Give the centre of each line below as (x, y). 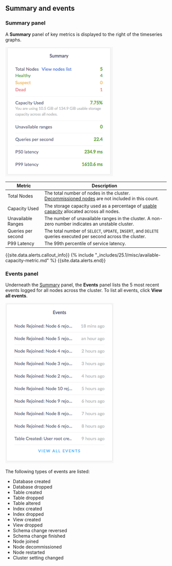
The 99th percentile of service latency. (85, 244)
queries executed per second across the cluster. (95, 237)
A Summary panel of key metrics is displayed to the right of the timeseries (84, 34)
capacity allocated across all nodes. (82, 211)
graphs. (13, 40)
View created (27, 520)
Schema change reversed (40, 531)
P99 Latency (21, 244)
